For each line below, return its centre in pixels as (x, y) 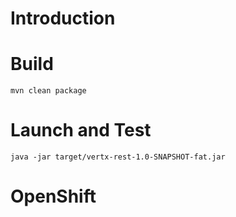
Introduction (63, 18)
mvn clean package (48, 91)
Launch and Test (81, 130)
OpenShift (53, 196)
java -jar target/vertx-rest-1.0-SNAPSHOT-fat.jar (118, 157)
